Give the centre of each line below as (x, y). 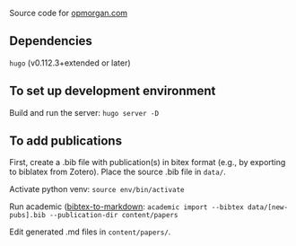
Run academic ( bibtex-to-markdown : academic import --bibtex (126, 206)
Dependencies (51, 41)
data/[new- (268, 207)
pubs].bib (28, 215)
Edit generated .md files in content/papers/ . (90, 232)
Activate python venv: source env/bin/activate (97, 189)
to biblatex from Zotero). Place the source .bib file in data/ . (118, 172)
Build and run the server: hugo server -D (84, 112)
